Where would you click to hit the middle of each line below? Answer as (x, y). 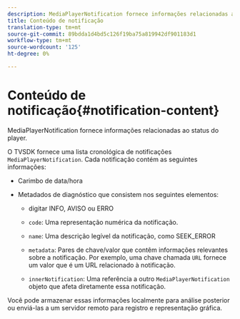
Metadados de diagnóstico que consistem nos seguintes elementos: (118, 194)
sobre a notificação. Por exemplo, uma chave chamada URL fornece (127, 257)
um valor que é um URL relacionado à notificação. (102, 265)
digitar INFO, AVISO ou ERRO (71, 208)
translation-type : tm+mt (44, 27)
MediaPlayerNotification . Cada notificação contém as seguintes (102, 159)
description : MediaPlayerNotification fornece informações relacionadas (118, 14)
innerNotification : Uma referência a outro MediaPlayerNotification (129, 278)
